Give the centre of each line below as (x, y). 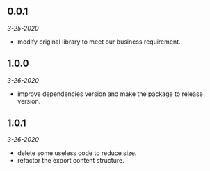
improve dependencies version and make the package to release (110, 94)
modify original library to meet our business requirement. (99, 42)
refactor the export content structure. (71, 161)
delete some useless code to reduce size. (77, 153)
